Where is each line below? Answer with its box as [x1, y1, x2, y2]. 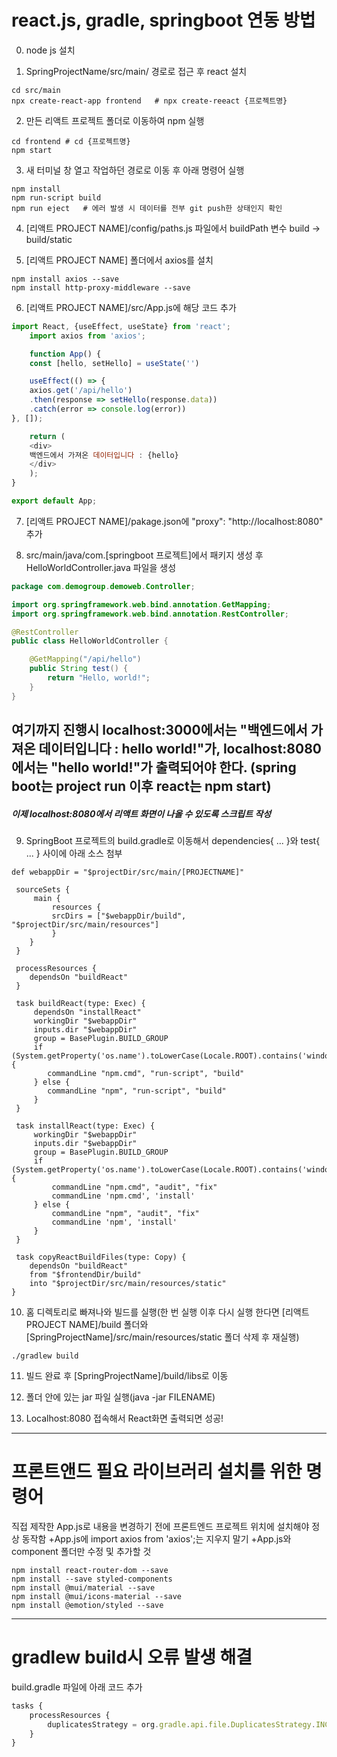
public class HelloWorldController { [11, 636, 169, 646]
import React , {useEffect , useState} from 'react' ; [11, 321, 231, 331]
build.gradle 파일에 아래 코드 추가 [11, 1681, 143, 1693]
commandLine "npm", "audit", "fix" [51, 1209, 200, 1219]
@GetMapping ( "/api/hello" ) [29, 654, 142, 665]
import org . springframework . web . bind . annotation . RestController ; [11, 609, 289, 619]
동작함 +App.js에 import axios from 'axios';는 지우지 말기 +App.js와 [21, 1532, 292, 1545]
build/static [25, 233, 73, 245]
